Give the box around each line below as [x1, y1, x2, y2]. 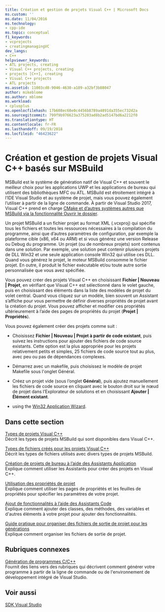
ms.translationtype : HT [5, 117, 54, 122]
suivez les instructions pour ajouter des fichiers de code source [12, 338, 142, 344]
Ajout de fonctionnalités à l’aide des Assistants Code [5, 500, 112, 506]
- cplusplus [5, 104, 30, 109]
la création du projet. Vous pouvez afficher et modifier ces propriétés [5, 303, 145, 309]
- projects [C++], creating [5, 72, 63, 76]
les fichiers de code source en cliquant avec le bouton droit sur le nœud [12, 383, 159, 389]
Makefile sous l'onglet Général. [12, 369, 75, 375]
